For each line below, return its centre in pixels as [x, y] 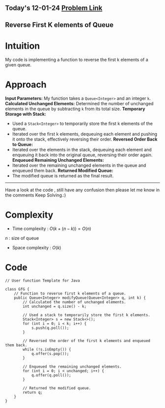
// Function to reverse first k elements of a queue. [70, 293]
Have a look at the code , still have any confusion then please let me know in [82, 190]
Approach [26, 84]
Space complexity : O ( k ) [37, 247]
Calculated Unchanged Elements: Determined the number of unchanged [79, 103]
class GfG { [17, 289]
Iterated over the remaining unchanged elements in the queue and [79, 165]
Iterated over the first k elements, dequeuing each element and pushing [85, 134]
